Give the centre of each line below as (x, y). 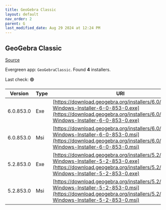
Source (12, 60)
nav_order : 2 (19, 19)
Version (19, 93)
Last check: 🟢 (20, 79)
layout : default (22, 14)
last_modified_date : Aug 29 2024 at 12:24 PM (53, 28)
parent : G (15, 23)
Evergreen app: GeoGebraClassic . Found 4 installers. (58, 69)
